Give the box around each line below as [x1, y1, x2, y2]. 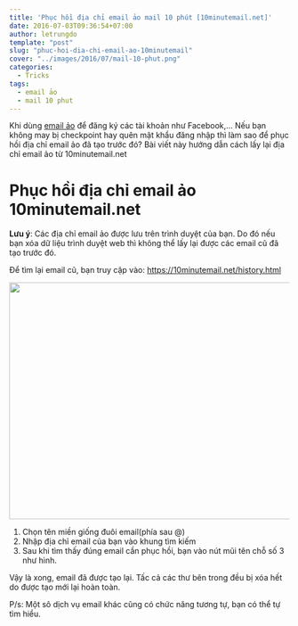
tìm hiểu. [9, 608, 42, 620]
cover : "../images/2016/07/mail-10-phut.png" [9, 54, 181, 63]
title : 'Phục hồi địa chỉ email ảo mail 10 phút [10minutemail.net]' [9, 12, 273, 22]
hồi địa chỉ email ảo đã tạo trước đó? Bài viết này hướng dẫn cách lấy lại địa [9, 139, 285, 150]
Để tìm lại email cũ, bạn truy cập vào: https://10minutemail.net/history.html [9, 265, 282, 276]
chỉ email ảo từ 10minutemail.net [9, 149, 127, 160]
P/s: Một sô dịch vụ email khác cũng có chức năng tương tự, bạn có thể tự [9, 599, 281, 610]
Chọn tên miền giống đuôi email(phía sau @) [21, 527, 185, 538]
